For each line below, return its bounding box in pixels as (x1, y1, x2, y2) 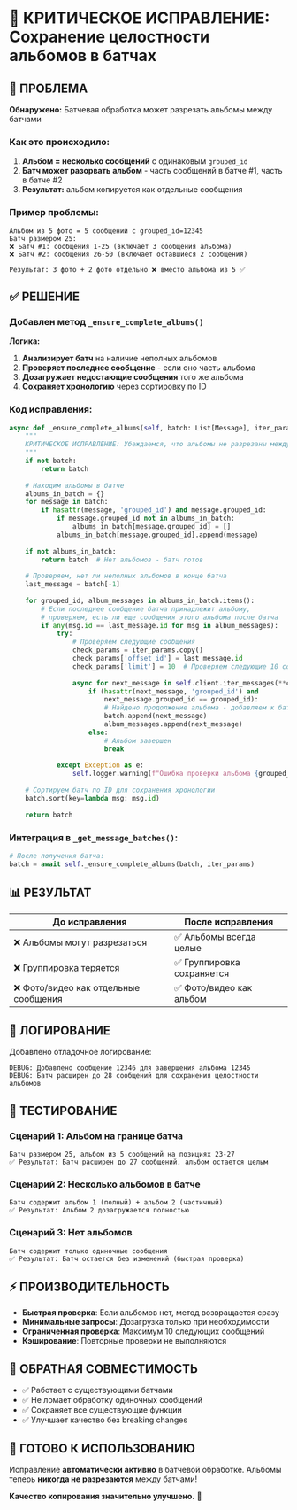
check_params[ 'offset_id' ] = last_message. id (72, 654, 243, 663)
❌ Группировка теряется (13, 962, 120, 974)
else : (88, 728, 109, 737)
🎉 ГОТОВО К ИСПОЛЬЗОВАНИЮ (9, 1441, 196, 1456)
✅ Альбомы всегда (173, 931, 256, 943)
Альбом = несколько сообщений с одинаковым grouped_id (21, 156, 248, 166)
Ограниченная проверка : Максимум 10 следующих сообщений (21, 1326, 265, 1336)
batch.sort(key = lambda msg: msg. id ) (25, 794, 161, 802)
